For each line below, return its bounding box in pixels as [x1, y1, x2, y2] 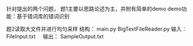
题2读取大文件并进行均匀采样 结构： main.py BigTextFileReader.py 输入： [6, 26, 188, 32]
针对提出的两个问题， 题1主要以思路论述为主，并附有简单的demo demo [6, 5, 182, 12]
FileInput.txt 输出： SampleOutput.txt [6, 33, 104, 40]
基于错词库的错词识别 [16, 13, 70, 20]
